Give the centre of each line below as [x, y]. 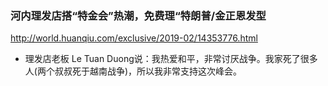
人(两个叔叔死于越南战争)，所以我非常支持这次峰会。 [133, 71]
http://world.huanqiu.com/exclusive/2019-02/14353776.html [134, 38]
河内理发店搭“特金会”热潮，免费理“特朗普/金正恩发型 [138, 15]
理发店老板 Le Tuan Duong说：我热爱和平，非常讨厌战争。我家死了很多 [171, 59]
